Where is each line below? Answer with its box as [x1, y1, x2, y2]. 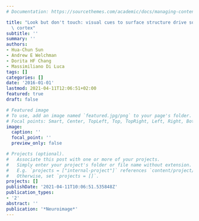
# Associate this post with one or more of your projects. [6, 156, 161, 162]
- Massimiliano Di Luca [6, 63, 65, 69]
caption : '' [11, 129, 41, 135]
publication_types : [6, 190, 54, 196]
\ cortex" [11, 25, 36, 31]
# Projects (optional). [6, 151, 65, 157]
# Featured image [6, 107, 49, 113]
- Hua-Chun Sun [6, 47, 44, 53]
